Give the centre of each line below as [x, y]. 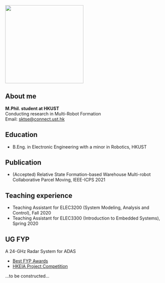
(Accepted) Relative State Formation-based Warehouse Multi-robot [81, 174]
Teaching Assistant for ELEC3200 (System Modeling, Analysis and [81, 207]
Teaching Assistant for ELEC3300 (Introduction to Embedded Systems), [86, 218]
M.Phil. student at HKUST [32, 108]
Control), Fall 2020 [32, 213]
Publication [23, 163]
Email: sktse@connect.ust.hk [35, 119]
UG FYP [17, 239]
